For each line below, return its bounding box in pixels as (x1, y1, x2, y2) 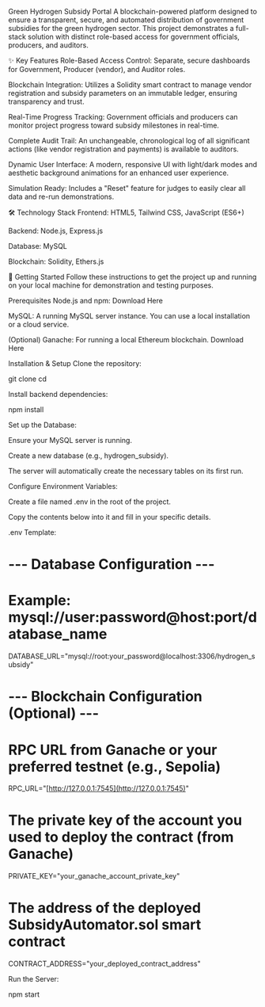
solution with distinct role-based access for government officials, (27, 32, 240, 41)
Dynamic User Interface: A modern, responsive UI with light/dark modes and (8, 160, 257, 169)
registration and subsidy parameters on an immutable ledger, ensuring (8, 89, 237, 97)
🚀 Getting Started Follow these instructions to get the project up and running (8, 273, 257, 281)
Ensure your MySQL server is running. (8, 436, 133, 444)
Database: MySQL (8, 242, 67, 250)
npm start (8, 990, 40, 999)
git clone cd (8, 374, 47, 383)
